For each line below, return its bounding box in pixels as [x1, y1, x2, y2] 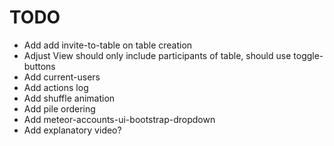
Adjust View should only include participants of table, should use [23, 49, 292, 61]
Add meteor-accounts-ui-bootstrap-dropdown [23, 113, 216, 125]
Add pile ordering [23, 102, 96, 115]
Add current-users [23, 71, 101, 83]
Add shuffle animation [23, 92, 116, 104]
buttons [23, 60, 56, 72]
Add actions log [23, 81, 89, 93]
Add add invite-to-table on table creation [23, 39, 193, 51]
